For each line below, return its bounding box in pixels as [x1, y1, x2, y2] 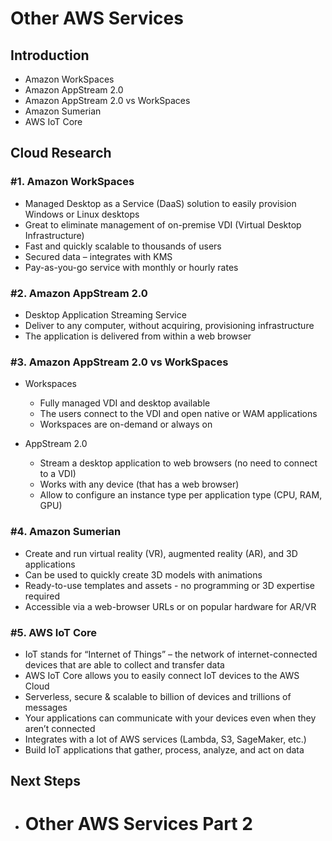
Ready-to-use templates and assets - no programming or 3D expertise [24, 579, 315, 591]
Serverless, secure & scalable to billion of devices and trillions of [24, 690, 292, 702]
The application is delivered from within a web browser [24, 330, 252, 342]
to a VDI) [39, 468, 77, 480]
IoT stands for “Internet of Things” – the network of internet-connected [24, 648, 318, 660]
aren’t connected [24, 722, 96, 734]
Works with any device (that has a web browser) [39, 478, 240, 491]
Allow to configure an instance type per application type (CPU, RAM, [39, 489, 323, 501]
